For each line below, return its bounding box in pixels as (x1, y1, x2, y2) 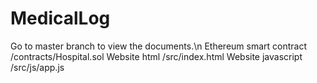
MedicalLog (10, 7, 111, 30)
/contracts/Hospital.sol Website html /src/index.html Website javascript (10, 50, 303, 62)
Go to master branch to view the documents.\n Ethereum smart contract (10, 40, 308, 52)
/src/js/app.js (10, 61, 65, 73)
